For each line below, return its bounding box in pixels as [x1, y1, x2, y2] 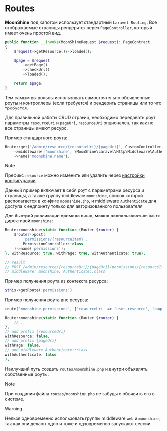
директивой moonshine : [5, 218, 53, 224]
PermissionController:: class [23, 242, 83, 247]
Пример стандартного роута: [5, 135, 68, 141]
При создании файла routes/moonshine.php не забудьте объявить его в [5, 390, 155, 396]
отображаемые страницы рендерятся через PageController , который [5, 24, 153, 30]
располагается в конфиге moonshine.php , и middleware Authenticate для [5, 198, 156, 204]
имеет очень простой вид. [5, 30, 61, 36]
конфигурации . [5, 178, 37, 184]
